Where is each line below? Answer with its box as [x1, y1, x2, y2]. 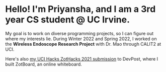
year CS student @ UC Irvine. [5, 14, 130, 25]
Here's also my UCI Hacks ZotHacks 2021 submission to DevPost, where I [5, 56, 158, 62]
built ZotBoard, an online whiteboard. [5, 61, 82, 67]
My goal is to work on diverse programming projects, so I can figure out [5, 30, 154, 36]
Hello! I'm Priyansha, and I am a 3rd [5, 3, 156, 15]
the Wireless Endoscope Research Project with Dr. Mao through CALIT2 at [5, 41, 161, 47]
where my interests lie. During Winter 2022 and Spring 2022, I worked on [5, 36, 157, 42]
